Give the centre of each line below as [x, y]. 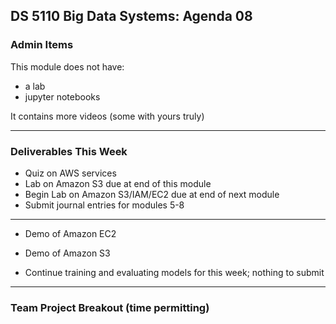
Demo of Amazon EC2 [70, 233]
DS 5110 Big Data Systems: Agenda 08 [131, 16]
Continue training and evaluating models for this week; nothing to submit [174, 272]
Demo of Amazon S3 [67, 253]
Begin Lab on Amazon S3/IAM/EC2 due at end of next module [152, 194]
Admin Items [42, 45]
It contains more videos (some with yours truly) [107, 116]
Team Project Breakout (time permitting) [110, 307]
